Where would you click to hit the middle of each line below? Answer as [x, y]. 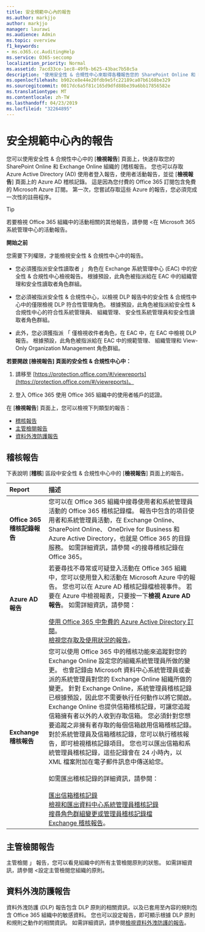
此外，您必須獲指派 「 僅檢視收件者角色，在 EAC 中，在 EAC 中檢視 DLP [106, 333]
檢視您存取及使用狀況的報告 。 [91, 640]
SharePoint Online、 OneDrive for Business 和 [114, 529]
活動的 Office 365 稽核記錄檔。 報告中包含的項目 [118, 511]
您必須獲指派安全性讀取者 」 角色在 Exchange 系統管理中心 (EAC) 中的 [103, 269]
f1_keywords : [23, 47]
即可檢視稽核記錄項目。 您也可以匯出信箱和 [123, 744]
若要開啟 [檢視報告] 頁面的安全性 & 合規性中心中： [69, 361]
